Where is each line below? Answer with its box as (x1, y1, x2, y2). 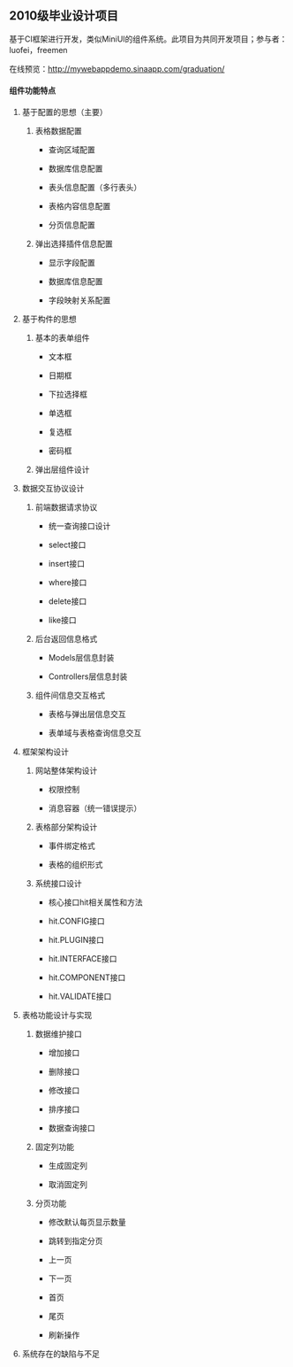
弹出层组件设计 (34, 464, 90, 475)
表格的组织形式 (48, 860, 103, 870)
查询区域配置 (48, 144, 95, 155)
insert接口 (48, 559, 86, 569)
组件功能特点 (9, 85, 56, 96)
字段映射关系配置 (48, 295, 111, 305)
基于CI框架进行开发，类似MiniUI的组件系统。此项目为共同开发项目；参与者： (9, 34, 288, 44)
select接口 (48, 539, 86, 551)
